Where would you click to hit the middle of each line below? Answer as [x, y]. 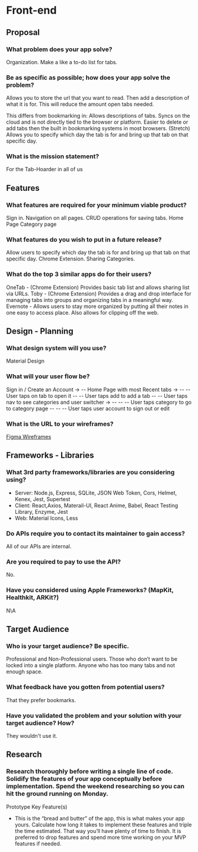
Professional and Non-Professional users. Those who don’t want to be [92, 659]
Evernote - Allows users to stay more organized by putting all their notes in [97, 306]
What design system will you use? [56, 348]
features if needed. [38, 843]
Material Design [25, 361]
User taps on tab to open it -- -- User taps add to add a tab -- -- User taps [97, 395]
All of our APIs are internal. [39, 546]
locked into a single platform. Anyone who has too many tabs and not [91, 665]
